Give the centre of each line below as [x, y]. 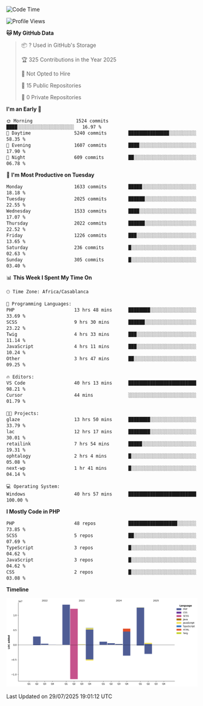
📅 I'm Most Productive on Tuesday [51, 175]
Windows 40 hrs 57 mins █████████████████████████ [101, 494]
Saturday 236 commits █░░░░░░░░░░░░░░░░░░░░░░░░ [101, 248]
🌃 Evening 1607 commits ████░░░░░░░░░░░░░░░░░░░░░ [101, 145]
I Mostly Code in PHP [33, 512]
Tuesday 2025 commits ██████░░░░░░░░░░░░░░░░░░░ [101, 199]
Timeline [18, 589]
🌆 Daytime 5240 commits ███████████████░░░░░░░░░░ [101, 133]
